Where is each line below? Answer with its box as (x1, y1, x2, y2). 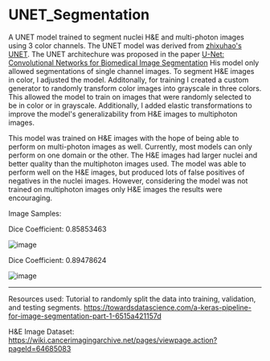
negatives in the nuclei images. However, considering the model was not (8, 175, 248, 186)
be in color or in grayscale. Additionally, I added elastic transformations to (8, 101, 252, 110)
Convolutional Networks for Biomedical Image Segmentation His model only (8, 58, 260, 68)
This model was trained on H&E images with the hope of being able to (8, 133, 239, 142)
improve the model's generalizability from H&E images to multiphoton (8, 109, 238, 118)
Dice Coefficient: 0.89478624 (8, 255, 107, 265)
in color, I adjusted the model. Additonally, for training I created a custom (8, 75, 249, 84)
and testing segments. (8, 302, 83, 312)
